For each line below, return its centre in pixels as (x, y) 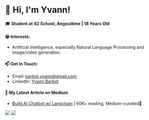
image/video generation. (37, 52)
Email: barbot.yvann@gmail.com (44, 76)
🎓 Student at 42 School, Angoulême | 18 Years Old (57, 23)
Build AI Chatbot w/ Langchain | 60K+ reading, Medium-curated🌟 (77, 103)
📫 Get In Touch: (22, 64)
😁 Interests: (18, 36)
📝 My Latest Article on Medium (37, 92)
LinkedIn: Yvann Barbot (35, 81)
